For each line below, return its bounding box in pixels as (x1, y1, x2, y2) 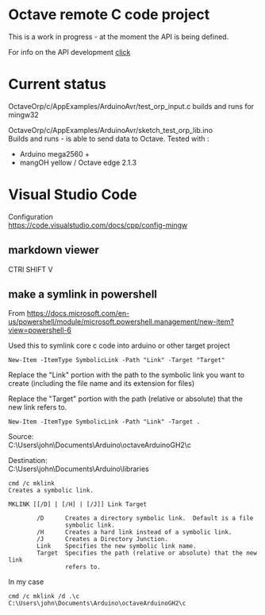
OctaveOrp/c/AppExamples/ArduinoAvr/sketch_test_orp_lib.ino (8, 125, 213, 134)
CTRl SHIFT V (8, 264, 53, 274)
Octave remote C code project (8, 6, 210, 24)
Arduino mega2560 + (19, 149, 90, 158)
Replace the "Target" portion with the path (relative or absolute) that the (8, 394, 244, 403)
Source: (8, 432, 34, 442)
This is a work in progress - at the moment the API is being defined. (8, 32, 229, 41)
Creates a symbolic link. (8, 487, 94, 495)
